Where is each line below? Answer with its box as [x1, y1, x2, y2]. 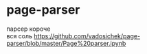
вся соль [6, 31, 32, 40]
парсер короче [6, 25, 51, 33]
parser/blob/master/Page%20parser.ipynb [6, 39, 126, 47]
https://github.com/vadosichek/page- [33, 31, 141, 40]
